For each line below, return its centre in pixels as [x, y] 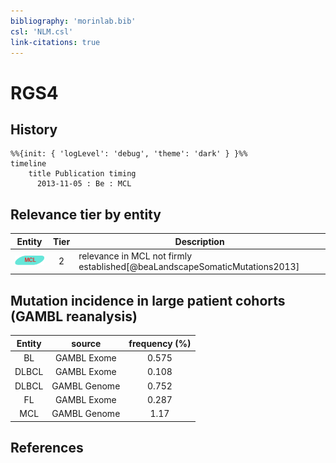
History [34, 129]
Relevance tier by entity [86, 214]
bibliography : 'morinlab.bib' [73, 21]
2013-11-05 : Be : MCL [84, 184]
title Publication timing [82, 174]
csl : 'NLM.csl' [42, 31]
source [86, 343]
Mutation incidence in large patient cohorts [148, 300]
